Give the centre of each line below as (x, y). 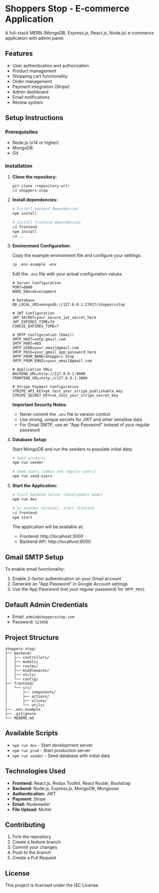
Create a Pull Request (34, 858)
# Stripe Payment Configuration (45, 387)
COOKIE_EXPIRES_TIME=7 (35, 326)
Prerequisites (21, 132)
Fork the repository (32, 837)
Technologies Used (35, 771)
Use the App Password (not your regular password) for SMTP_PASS (78, 589)
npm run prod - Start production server (51, 750)
